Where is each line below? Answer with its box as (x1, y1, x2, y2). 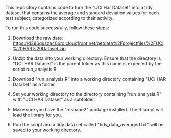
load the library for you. (12, 112, 62, 118)
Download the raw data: (12, 35, 63, 41)
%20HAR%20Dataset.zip (12, 46, 66, 51)
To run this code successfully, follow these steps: (5, 25, 109, 31)
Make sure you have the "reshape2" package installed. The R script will (12, 107, 163, 112)
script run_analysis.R (12, 66, 57, 72)
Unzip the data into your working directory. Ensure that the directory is (12, 55, 161, 61)
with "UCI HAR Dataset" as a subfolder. (12, 96, 95, 102)
